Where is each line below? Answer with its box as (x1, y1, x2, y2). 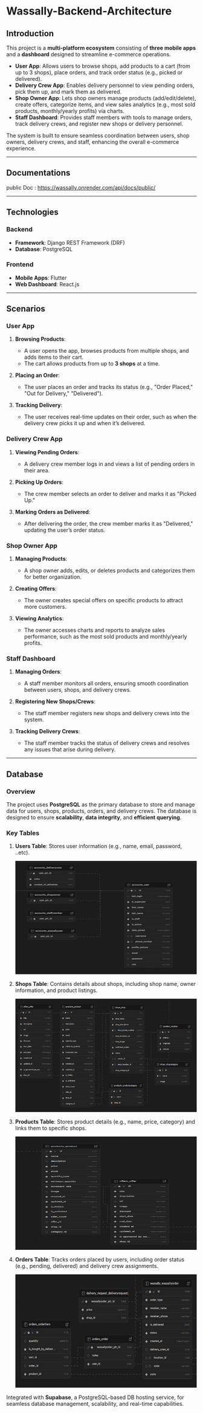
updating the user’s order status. (24, 526, 106, 533)
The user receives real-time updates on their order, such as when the (24, 413, 197, 420)
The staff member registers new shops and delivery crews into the (24, 710, 190, 717)
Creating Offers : (14, 585, 57, 593)
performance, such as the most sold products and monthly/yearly (24, 633, 187, 640)
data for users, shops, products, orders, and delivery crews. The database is (6, 808, 197, 815)
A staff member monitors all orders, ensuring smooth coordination (24, 680, 189, 687)
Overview (6, 787, 36, 796)
